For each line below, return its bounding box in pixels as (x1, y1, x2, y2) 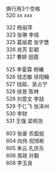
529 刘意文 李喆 (6, 95, 44, 102)
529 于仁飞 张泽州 (6, 102, 50, 110)
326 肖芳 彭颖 (6, 46, 39, 53)
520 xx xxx (6, 12, 33, 19)
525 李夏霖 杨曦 (6, 66, 44, 72)
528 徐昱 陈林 (6, 88, 39, 95)
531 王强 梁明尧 (6, 117, 43, 124)
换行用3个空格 (6, 5, 40, 12)
